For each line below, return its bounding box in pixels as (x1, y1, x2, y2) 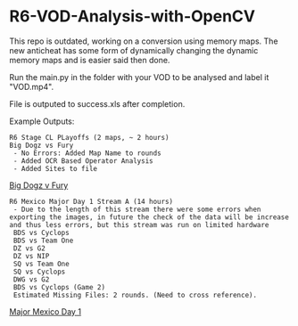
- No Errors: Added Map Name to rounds (12, 149, 162, 158)
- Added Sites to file (12, 164, 98, 173)
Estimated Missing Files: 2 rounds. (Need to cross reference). (12, 290, 257, 299)
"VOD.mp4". (9, 81, 54, 92)
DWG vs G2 (12, 274, 50, 284)
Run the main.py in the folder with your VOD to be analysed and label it (9, 71, 269, 82)
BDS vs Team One (12, 236, 74, 245)
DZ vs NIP (12, 251, 50, 260)
